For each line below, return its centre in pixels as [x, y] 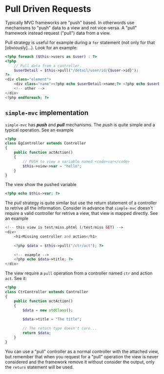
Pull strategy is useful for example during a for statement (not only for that [80, 42]
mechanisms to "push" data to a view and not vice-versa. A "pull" [71, 27]
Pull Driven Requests [48, 9]
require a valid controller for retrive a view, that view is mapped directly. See [82, 213]
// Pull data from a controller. [48, 66]
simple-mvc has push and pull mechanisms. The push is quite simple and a [80, 125]
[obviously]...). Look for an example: [41, 47]
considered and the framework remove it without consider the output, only [80, 362]
